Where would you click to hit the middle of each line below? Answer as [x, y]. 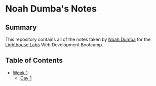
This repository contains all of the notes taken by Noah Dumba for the [78, 39]
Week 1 [20, 72]
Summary [21, 27]
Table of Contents [34, 61]
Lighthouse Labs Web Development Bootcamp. [54, 45]
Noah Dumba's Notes [51, 9]
